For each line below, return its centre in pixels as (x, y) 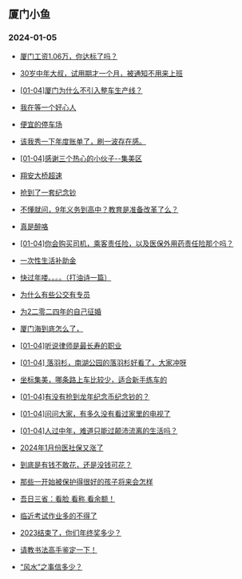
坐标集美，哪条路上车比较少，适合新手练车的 (93, 380)
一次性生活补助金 (48, 260)
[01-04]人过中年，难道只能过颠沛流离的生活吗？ (99, 430)
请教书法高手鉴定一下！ (58, 549)
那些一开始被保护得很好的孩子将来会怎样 (86, 481)
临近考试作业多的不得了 (58, 516)
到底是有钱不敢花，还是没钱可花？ (76, 464)
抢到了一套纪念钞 (48, 192)
